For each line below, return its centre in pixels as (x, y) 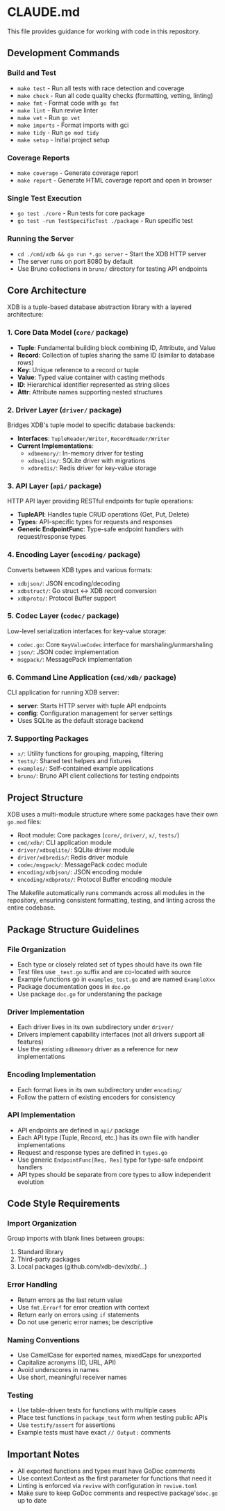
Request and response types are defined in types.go (92, 1152)
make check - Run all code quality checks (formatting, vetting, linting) (115, 95)
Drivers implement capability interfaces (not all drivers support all (111, 1035)
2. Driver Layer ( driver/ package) (65, 410)
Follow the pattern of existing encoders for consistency (96, 1097)
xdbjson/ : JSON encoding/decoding (68, 583)
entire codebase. (31, 908)
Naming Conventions (44, 1339)
